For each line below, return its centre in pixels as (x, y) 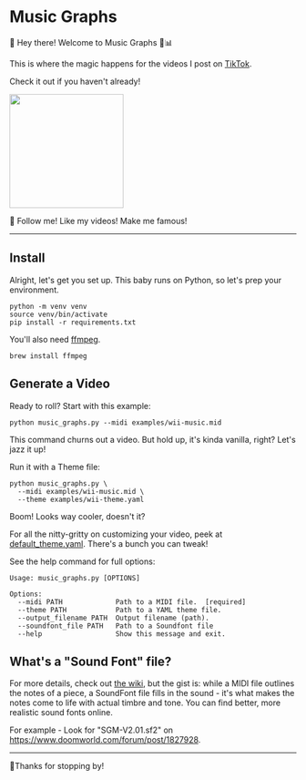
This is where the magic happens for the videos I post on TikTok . (131, 63)
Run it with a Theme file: (55, 467)
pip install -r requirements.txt (73, 322)
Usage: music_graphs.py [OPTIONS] (75, 578)
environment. (34, 290)
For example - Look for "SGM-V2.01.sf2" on (92, 730)
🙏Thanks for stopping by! (57, 766)
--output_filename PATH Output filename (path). (113, 618)
